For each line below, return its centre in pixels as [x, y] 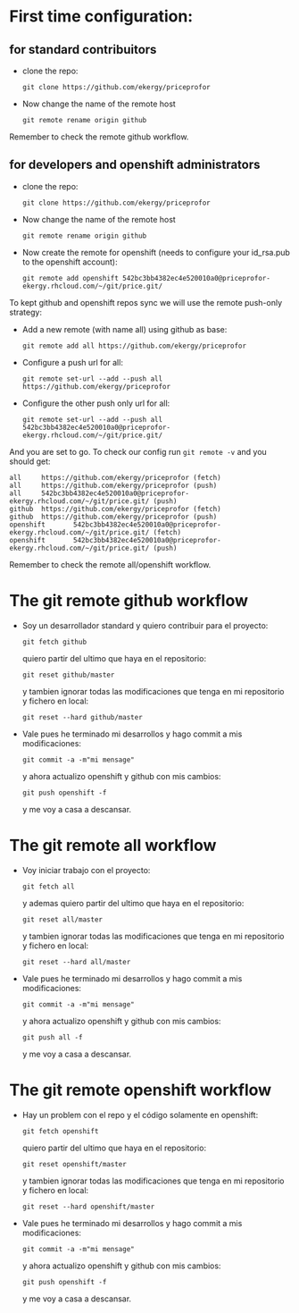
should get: [30, 461]
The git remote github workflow [129, 601]
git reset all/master [62, 919]
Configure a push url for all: [72, 362]
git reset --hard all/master [76, 962]
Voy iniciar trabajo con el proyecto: [86, 870]
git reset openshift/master [74, 1164]
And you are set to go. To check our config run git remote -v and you [138, 451]
